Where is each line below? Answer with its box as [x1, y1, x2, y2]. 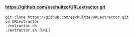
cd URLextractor [5, 19, 39, 24]
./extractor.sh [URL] [5, 28, 51, 33]
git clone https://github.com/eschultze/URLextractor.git [5, 15, 129, 20]
